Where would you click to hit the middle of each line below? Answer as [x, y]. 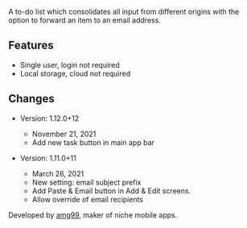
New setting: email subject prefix [86, 182]
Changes [31, 99]
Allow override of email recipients [87, 199]
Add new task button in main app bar [93, 142]
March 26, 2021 [58, 173]
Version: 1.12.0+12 [49, 118]
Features [31, 46]
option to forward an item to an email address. [84, 20]
